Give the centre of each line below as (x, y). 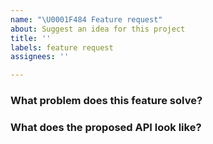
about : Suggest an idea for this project (98, 29)
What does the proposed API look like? (106, 127)
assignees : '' (40, 57)
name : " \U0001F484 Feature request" (86, 19)
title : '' (31, 38)
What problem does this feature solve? (106, 101)
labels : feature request (62, 47)
